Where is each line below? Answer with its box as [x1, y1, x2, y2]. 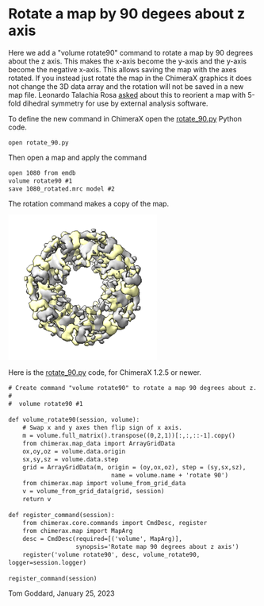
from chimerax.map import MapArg [22, 527, 133, 535]
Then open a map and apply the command [8, 152, 147, 162]
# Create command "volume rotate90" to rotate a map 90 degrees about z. [8, 384, 258, 392]
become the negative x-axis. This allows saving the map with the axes [8, 64, 237, 74]
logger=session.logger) [8, 559, 87, 567]
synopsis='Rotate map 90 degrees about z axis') [75, 543, 239, 551]
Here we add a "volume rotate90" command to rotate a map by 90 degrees [8, 48, 254, 57]
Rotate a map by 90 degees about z [8, 5, 246, 23]
